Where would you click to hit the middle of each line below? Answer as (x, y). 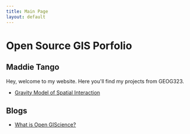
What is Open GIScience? (45, 125)
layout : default (26, 17)
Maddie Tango (33, 67)
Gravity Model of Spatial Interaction (57, 92)
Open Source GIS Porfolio (69, 46)
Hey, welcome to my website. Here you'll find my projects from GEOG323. (95, 81)
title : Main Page (27, 11)
